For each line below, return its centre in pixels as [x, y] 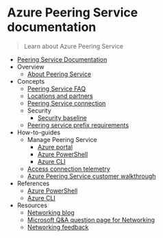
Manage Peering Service [62, 139]
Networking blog [51, 212]
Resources [32, 205]
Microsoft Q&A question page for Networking [91, 219]
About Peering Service [59, 74]
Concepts [31, 81]
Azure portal [55, 147]
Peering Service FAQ [57, 88]
